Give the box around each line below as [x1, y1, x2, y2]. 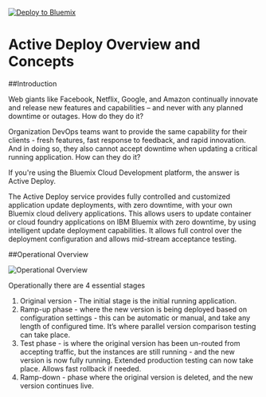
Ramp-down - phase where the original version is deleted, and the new [19, 372, 253, 382]
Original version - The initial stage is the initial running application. [19, 296, 237, 305]
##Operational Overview [8, 249, 89, 259]
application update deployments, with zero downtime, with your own [8, 200, 233, 209]
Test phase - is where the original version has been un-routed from [19, 338, 241, 347]
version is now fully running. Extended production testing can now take [19, 355, 253, 365]
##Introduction [8, 78, 57, 88]
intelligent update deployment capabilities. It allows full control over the [8, 225, 242, 235]
